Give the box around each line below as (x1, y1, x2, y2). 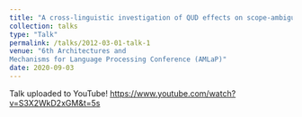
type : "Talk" (9, 30, 58, 39)
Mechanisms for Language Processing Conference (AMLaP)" (9, 55, 227, 64)
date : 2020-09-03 (9, 64, 75, 73)
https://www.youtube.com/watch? (109, 87, 236, 99)
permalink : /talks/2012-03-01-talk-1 (9, 38, 151, 48)
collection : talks (9, 22, 78, 31)
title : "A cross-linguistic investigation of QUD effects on (9, 13, 244, 22)
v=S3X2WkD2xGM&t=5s (9, 97, 101, 108)
